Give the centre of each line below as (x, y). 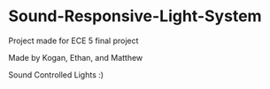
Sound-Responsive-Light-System (135, 16)
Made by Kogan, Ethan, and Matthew (76, 57)
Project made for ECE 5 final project (73, 41)
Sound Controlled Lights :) (56, 74)
